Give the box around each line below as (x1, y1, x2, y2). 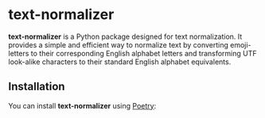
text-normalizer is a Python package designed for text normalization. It (8, 32, 243, 41)
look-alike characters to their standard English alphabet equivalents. (8, 57, 232, 67)
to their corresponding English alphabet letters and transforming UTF (30, 48, 257, 58)
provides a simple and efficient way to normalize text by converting (8, 40, 229, 49)
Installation (8, 80, 65, 93)
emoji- (229, 40, 252, 49)
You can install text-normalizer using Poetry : (8, 101, 157, 110)
